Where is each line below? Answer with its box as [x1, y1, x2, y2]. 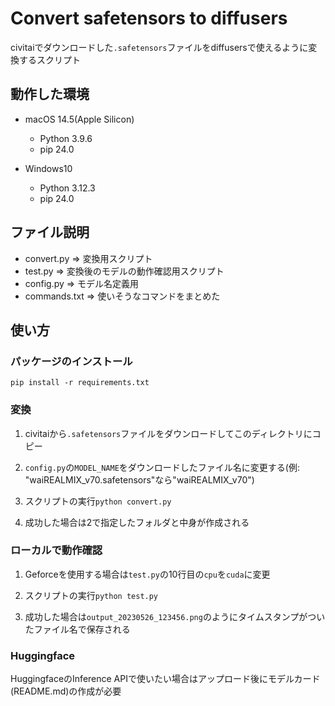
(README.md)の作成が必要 [10, 685, 122, 697]
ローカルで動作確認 [10, 543, 103, 557]
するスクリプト [18, 53, 81, 66]
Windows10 [24, 162, 73, 174]
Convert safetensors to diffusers [10, 7, 288, 30]
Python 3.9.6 [39, 132, 93, 144]
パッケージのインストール [10, 354, 133, 368]
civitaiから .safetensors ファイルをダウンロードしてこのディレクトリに [24, 427, 313, 439]
